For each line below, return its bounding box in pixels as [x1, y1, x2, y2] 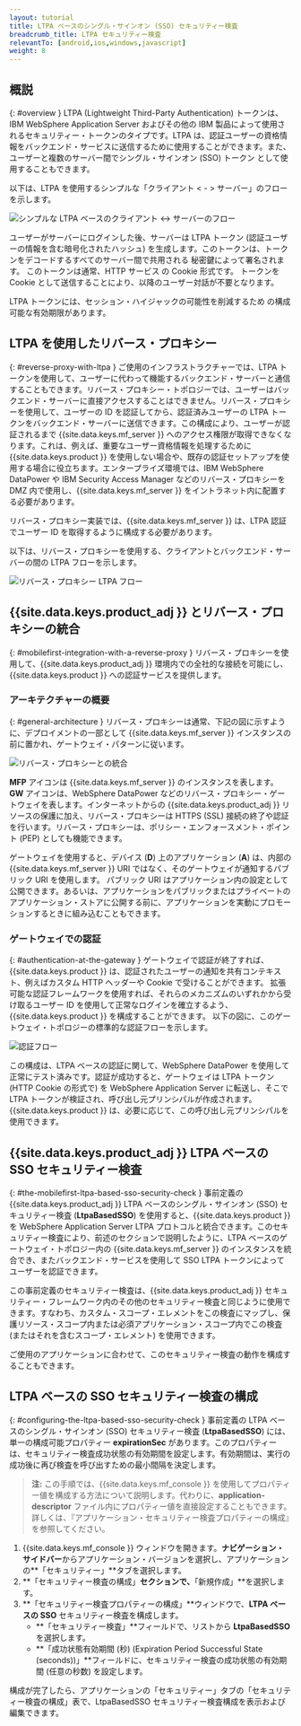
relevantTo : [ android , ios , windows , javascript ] [9, 38, 186, 48]
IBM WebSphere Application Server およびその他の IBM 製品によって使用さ [9, 118, 286, 129]
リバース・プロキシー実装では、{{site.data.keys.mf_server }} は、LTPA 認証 [9, 515, 287, 526]
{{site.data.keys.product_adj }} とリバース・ [9, 605, 262, 620]
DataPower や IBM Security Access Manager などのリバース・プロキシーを [9, 473, 286, 485]
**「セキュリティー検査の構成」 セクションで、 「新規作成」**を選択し [21, 1576, 278, 1587]
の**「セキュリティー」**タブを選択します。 [21, 1564, 186, 1575]
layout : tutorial [9, 13, 74, 22]
